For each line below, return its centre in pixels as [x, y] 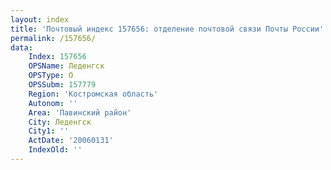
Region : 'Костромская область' [93, 94]
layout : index [40, 19]
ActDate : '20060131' [71, 141]
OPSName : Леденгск [66, 66]
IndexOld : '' [55, 150]
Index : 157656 [57, 57]
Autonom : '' [53, 103]
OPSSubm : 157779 [62, 85]
